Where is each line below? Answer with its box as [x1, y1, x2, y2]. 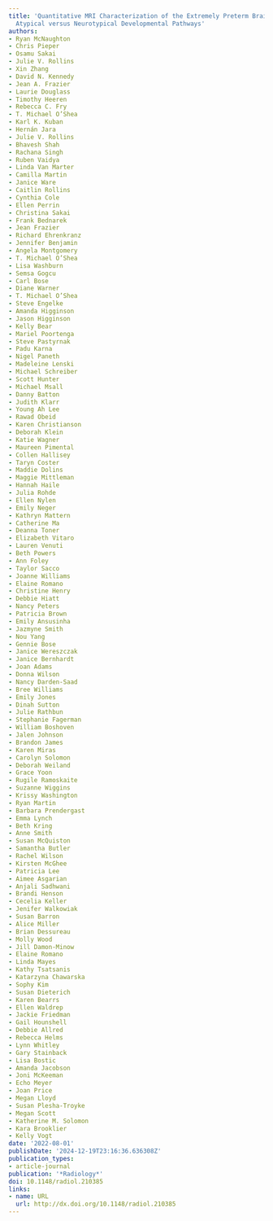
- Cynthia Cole [8, 193, 60, 202]
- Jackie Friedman [8, 1011, 71, 1019]
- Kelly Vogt [8, 1132, 53, 1140]
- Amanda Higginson [8, 307, 75, 315]
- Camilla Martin [8, 171, 67, 179]
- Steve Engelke [8, 300, 63, 308]
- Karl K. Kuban [8, 118, 63, 126]
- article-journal [8, 1162, 71, 1171]
